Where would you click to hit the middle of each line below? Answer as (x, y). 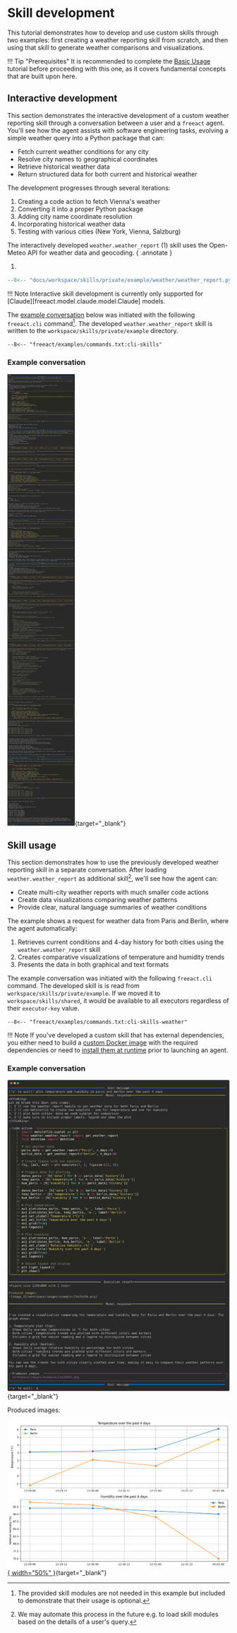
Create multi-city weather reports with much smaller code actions (113, 892)
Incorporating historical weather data (71, 224)
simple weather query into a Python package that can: (86, 138)
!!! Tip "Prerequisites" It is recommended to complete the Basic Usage (109, 61)
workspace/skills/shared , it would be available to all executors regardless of (118, 1001)
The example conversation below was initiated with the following (101, 315)
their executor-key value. (43, 1008)
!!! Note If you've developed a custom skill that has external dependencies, (116, 1035)
